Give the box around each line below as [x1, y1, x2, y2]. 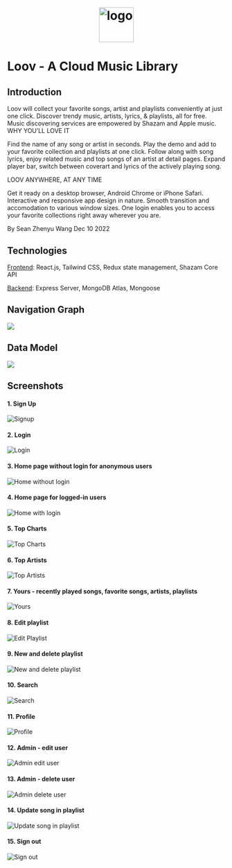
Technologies [7, 245, 68, 257]
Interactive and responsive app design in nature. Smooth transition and [7, 196, 210, 205]
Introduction [7, 86, 62, 98]
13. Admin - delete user [7, 775, 75, 783]
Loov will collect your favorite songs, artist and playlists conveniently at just [7, 105, 223, 113]
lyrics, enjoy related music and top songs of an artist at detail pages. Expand [7, 155, 226, 163]
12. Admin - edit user [7, 743, 68, 752]
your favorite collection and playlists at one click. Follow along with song [7, 148, 214, 156]
